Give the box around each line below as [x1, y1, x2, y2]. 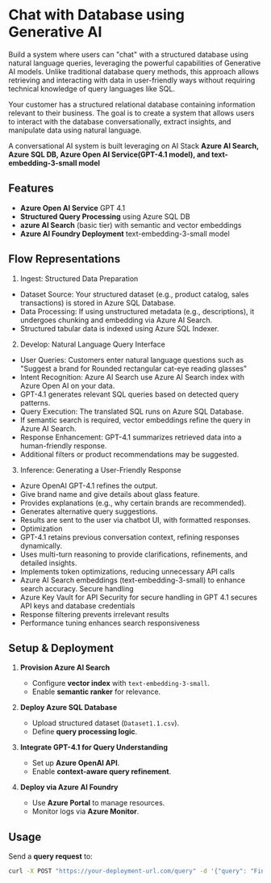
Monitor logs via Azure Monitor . [31, 806, 140, 817]
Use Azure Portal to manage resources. [31, 798, 165, 808]
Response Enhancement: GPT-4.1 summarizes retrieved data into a [19, 432, 242, 442]
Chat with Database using [8, 6, 186, 24]
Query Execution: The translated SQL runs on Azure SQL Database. [19, 406, 244, 416]
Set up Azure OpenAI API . [31, 758, 120, 768]
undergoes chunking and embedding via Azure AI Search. [19, 315, 213, 325]
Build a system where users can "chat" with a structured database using [8, 49, 248, 59]
